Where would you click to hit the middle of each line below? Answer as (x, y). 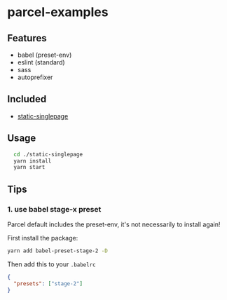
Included (27, 99)
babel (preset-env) (44, 55)
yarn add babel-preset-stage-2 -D (58, 251)
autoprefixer (35, 77)
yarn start (29, 168)
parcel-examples (58, 12)
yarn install (33, 161)
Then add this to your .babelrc (51, 264)
